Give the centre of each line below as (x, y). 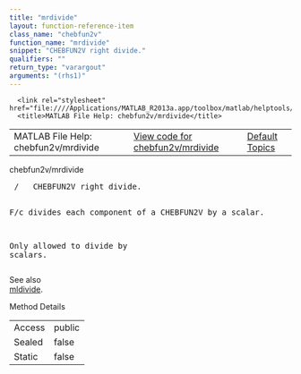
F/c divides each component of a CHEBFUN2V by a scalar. (137, 212)
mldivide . (26, 289)
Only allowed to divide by (69, 246)
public (67, 327)
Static (26, 356)
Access (30, 327)
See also (26, 279)
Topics (261, 147)
